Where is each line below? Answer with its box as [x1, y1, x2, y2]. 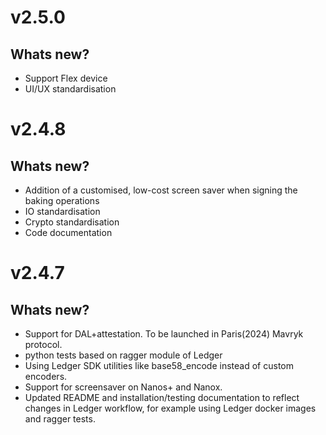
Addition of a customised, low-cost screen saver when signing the [24, 184, 298, 196]
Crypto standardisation [24, 216, 120, 228]
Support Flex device [24, 72, 108, 84]
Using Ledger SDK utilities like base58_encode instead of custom [24, 360, 294, 371]
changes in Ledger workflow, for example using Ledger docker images [24, 402, 317, 414]
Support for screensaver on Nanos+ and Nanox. [24, 381, 223, 393]
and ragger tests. [24, 413, 96, 425]
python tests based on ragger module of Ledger [24, 349, 223, 361]
